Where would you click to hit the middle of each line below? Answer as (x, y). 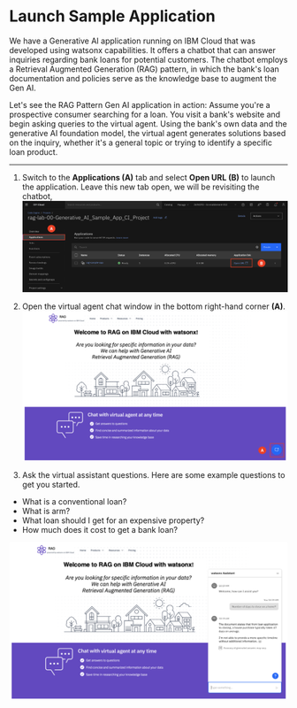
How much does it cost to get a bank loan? (100, 530)
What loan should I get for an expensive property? (113, 520)
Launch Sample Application (113, 16)
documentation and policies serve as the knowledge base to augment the (143, 78)
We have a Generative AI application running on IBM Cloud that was (133, 41)
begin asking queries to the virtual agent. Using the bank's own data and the (148, 123)
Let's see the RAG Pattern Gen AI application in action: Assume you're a (140, 104)
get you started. (51, 485)
